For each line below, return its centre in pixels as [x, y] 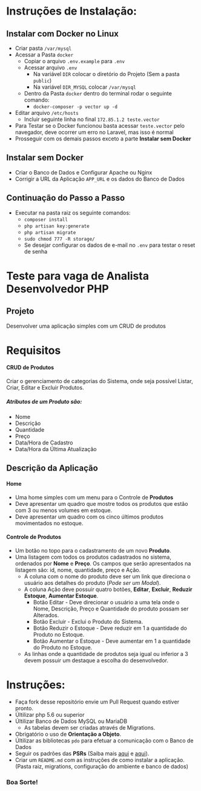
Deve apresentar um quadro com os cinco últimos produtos [89, 516]
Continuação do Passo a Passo [66, 198]
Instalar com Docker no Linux [63, 34]
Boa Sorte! [22, 782]
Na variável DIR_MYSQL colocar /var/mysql [84, 87]
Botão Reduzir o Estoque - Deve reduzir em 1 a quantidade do [110, 628]
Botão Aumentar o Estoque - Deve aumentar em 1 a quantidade [112, 641]
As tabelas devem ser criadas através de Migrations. [90, 727]
